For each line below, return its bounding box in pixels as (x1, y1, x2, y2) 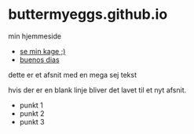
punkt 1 (19, 100, 43, 110)
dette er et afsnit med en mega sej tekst (8, 70, 137, 79)
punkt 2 (19, 108, 45, 118)
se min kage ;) (19, 46, 66, 56)
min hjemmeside (8, 31, 61, 41)
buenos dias (19, 55, 60, 64)
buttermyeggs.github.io (8, 5, 168, 24)
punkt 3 (19, 117, 45, 126)
